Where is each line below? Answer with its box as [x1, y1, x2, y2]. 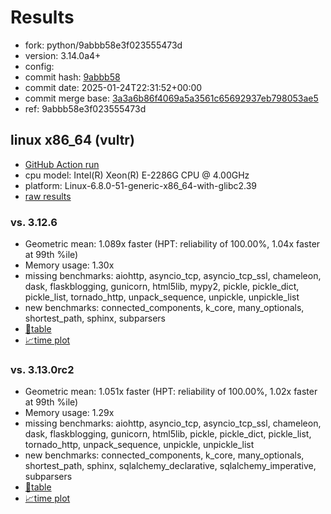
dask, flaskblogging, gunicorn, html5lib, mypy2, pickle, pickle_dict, [24, 281, 300, 293]
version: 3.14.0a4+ [24, 49, 102, 61]
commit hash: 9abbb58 [24, 71, 121, 83]
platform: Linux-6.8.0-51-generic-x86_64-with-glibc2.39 [24, 179, 258, 191]
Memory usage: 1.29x [24, 407, 115, 419]
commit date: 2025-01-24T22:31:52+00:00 [24, 81, 203, 93]
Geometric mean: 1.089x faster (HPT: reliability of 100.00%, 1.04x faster [24, 238, 321, 250]
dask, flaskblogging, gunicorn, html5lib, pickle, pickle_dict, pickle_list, [24, 428, 312, 440]
